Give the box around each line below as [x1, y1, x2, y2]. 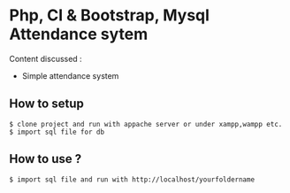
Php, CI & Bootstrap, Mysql [9, 5, 210, 26]
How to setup [9, 96, 84, 112]
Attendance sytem [9, 24, 149, 44]
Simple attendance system [21, 70, 119, 81]
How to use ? [9, 151, 82, 166]
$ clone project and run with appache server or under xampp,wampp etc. [9, 120, 283, 128]
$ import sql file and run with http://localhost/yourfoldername [9, 174, 255, 184]
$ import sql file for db [9, 127, 104, 136]
